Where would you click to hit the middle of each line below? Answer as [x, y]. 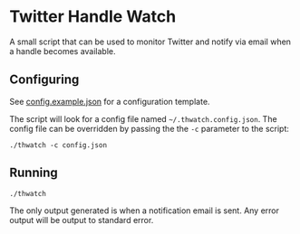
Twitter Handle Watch [93, 17]
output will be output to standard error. [82, 220]
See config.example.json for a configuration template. [110, 101]
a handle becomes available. [63, 51]
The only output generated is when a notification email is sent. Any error [144, 211]
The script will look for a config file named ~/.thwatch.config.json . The [144, 118]
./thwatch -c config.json [58, 145]
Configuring [44, 80]
